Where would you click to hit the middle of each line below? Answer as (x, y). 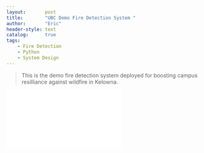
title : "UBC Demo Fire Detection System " (71, 18)
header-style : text (31, 29)
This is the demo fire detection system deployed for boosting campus (109, 75)
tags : (13, 41)
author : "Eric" (34, 23)
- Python (29, 52)
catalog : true (31, 35)
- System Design (38, 58)
